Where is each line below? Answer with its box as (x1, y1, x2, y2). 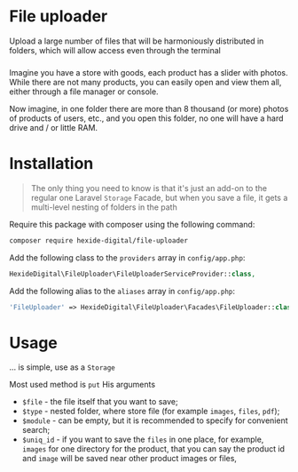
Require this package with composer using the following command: (9, 219, 255, 229)
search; (21, 425, 51, 436)
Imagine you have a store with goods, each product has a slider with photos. (9, 67, 288, 77)
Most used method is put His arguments (9, 380, 156, 390)
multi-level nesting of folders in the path (30, 202, 177, 212)
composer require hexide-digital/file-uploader (9, 236, 189, 245)
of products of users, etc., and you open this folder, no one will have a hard (9, 113, 284, 124)
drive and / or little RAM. (9, 122, 98, 132)
